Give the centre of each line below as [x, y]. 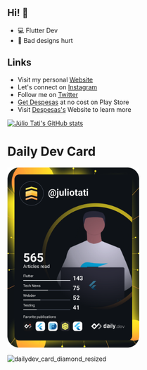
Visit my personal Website [55, 79]
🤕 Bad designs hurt [45, 40]
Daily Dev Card [52, 151]
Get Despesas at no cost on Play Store [73, 102]
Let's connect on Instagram [57, 87]
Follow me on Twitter [48, 94]
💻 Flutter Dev [38, 30]
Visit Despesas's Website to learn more [74, 109]
